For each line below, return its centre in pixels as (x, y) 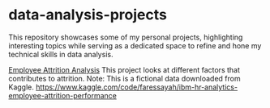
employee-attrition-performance (63, 95)
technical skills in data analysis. (61, 54)
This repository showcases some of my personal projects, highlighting (126, 37)
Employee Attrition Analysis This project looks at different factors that (124, 69)
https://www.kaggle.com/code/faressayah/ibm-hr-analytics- (136, 87)
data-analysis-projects (88, 15)
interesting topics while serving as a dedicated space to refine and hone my (135, 45)
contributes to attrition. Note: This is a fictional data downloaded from (124, 78)
